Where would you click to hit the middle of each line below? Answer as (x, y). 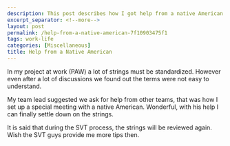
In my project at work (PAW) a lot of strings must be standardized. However (114, 71)
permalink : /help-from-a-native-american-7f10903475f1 (87, 33)
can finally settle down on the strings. (60, 114)
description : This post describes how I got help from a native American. (117, 13)
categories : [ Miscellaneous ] (49, 45)
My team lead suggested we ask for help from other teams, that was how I (113, 99)
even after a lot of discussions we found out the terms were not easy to (108, 79)
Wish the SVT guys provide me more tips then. (73, 134)
